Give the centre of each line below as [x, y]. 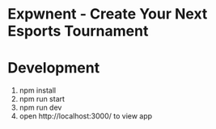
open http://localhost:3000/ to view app [86, 116]
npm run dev [40, 108]
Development [54, 68]
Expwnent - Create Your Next [108, 14]
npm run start [42, 99]
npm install [38, 90]
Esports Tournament [78, 31]
